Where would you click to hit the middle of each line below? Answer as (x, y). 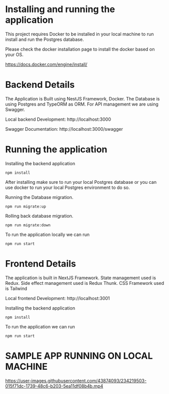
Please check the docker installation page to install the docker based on (80, 49)
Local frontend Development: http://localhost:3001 (58, 298)
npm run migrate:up (26, 206)
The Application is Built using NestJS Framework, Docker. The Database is (82, 98)
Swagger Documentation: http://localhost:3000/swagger (64, 129)
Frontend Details (41, 264)
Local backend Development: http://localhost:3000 (58, 119)
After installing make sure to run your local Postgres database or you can (81, 182)
